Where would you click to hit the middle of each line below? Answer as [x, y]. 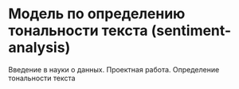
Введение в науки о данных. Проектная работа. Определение [114, 69]
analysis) [39, 48]
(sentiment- [191, 31]
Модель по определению [97, 14]
